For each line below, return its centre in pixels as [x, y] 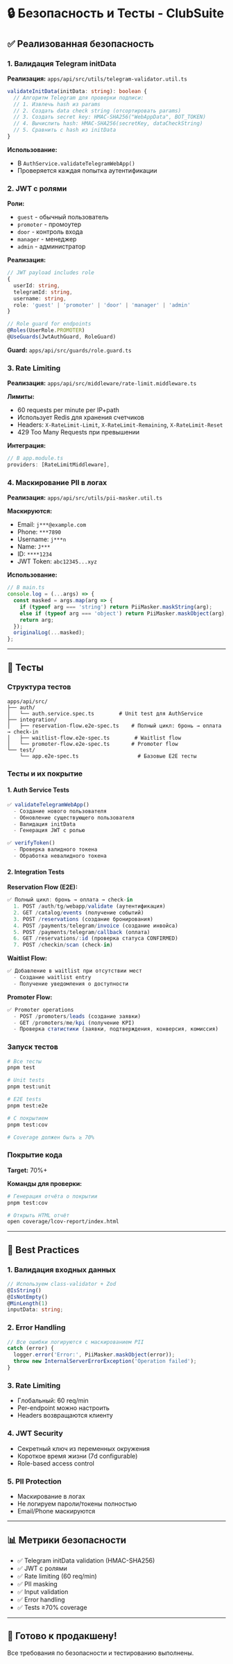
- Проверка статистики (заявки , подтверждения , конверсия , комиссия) [116, 1029]
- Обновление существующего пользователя [74, 817]
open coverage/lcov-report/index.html [63, 1222]
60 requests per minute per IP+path [68, 410]
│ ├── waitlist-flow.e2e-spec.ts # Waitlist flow [94, 738]
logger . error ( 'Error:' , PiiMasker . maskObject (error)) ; [94, 1355]
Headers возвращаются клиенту [65, 1416]
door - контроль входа [50, 232]
